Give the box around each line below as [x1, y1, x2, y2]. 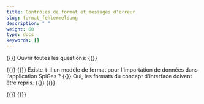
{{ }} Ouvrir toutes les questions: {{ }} [6, 54, 97, 61]
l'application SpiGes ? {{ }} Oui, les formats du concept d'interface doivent [6, 73, 192, 80]
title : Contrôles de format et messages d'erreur [6, 9, 136, 15]
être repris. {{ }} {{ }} [6, 79, 56, 86]
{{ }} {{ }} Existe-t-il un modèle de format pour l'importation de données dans [6, 66, 198, 73]
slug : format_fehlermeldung [6, 15, 78, 21]
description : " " [6, 20, 51, 26]
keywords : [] [6, 37, 40, 43]
